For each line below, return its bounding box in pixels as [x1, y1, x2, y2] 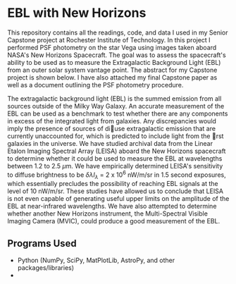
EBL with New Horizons [7, 5, 147, 21]
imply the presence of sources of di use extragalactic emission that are [7, 124, 216, 132]
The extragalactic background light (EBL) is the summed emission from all [7, 94, 222, 103]
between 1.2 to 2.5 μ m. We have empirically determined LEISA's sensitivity [7, 161, 223, 170]
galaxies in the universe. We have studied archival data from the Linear [7, 139, 213, 147]
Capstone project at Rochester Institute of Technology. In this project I [7, 35, 211, 44]
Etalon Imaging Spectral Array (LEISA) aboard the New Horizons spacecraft [7, 147, 226, 155]
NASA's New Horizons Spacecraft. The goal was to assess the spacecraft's [7, 51, 227, 59]
